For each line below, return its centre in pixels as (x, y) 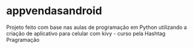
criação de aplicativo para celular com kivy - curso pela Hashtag (86, 33)
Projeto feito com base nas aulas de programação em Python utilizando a (96, 27)
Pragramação (23, 40)
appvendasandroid (54, 11)
